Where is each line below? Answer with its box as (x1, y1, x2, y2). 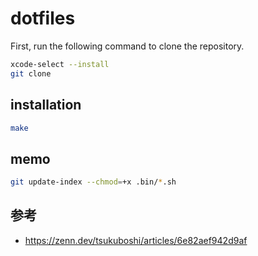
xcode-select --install (10, 59, 110, 69)
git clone (10, 68, 52, 79)
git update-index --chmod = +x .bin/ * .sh (10, 177, 177, 187)
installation (10, 97, 82, 114)
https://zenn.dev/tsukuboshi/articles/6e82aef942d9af (24, 234, 248, 246)
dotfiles (10, 7, 76, 30)
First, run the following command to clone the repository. (10, 40, 245, 52)
